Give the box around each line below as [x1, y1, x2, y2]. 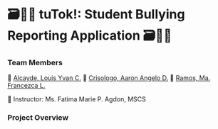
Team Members [7, 58, 63, 68]
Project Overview [7, 113, 69, 123]
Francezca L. [7, 82, 46, 90]
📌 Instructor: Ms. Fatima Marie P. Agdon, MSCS [7, 95, 146, 103]
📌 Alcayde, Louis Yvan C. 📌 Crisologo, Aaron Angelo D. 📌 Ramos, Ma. [7, 74, 211, 82]
